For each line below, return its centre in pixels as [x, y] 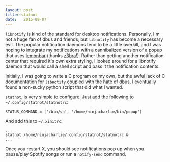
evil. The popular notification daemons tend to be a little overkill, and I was [83, 45]
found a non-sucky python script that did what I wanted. [64, 87]
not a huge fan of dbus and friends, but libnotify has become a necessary [84, 39]
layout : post [19, 10]
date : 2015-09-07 [26, 19]
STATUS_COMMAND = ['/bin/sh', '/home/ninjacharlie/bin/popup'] [74, 112]
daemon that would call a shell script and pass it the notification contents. [82, 66]
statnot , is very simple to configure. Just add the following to [69, 97]
